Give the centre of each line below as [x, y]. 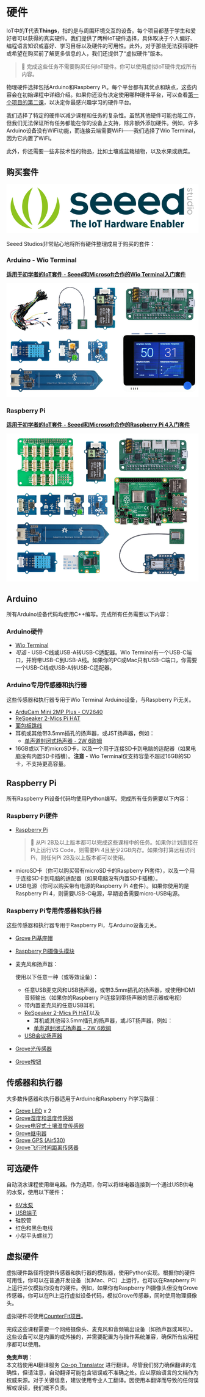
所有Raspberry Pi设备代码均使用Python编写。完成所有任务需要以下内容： [98, 799]
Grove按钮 [28, 1062]
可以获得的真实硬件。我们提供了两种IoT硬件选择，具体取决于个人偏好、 [106, 38]
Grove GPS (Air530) [40, 1140]
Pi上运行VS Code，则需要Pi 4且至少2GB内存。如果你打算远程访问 [113, 850]
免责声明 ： [20, 1357]
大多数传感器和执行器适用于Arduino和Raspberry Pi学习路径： [83, 1099]
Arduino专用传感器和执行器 [47, 685]
